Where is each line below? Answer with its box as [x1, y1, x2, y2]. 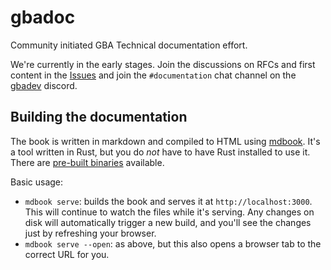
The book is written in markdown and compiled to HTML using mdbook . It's [10, 135, 321, 147]
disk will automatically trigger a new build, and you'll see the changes [24, 216, 312, 228]
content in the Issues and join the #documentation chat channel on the [10, 69, 297, 81]
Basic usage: [10, 176, 64, 188]
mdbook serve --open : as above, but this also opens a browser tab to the [24, 237, 322, 250]
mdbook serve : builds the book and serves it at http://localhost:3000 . [24, 195, 313, 207]
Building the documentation [10, 109, 188, 126]
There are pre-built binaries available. [10, 156, 165, 168]
